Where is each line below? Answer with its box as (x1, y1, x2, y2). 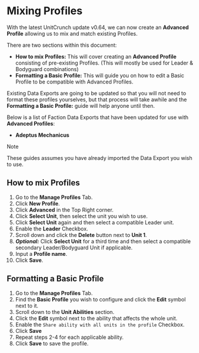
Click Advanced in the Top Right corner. (15, 206, 114, 213)
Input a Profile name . (15, 250, 68, 257)
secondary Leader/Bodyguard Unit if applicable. (15, 244, 133, 251)
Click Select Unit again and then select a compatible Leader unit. (15, 219, 174, 226)
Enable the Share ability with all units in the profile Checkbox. (15, 321, 185, 328)
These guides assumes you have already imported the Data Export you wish (7, 154, 193, 161)
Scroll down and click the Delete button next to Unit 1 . (15, 231, 147, 238)
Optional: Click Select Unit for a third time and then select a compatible (15, 238, 191, 245)
